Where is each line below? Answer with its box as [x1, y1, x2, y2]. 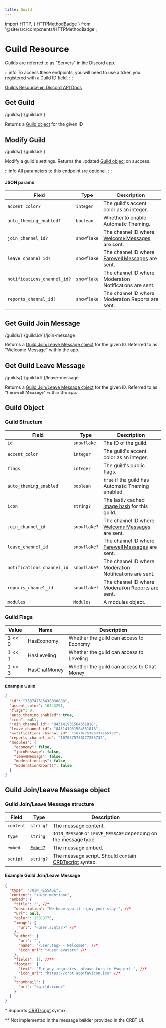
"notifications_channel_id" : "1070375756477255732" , [9, 731, 121, 736]
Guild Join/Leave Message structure [5, 801, 95, 808]
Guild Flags [5, 613, 33, 620]
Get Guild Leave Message [5, 361, 85, 370]
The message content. [52, 822, 105, 829]
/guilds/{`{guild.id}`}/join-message [5, 332, 75, 338]
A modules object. [103, 598, 146, 605]
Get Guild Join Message [5, 319, 80, 327]
